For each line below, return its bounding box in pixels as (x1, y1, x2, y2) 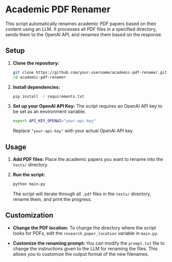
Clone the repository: (12, 60, 60, 66)
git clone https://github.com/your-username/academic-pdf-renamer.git (12, 70, 167, 75)
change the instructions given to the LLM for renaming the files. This (12, 245, 158, 252)
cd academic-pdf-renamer (12, 74, 66, 80)
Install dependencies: (12, 84, 61, 90)
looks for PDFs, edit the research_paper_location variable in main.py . (12, 230, 159, 236)
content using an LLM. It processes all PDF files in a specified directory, (5, 26, 157, 32)
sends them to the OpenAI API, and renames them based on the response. (5, 31, 163, 37)
